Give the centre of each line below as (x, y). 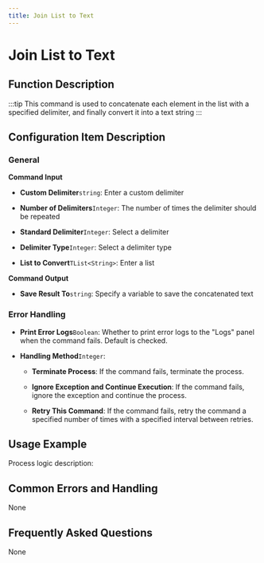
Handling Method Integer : (62, 356)
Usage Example (48, 444)
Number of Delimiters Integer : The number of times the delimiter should (138, 208)
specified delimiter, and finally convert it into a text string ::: (105, 112)
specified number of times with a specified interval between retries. (142, 419)
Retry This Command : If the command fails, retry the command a (139, 411)
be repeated (40, 217)
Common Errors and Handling (83, 488)
